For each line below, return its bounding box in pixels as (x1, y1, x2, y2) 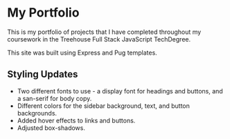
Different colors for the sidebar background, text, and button (17, 102, 191, 110)
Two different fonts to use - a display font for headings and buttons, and (17, 86, 223, 95)
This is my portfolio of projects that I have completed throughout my (7, 28, 202, 36)
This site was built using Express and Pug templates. (7, 48, 157, 57)
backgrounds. (17, 109, 57, 117)
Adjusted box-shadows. (17, 123, 85, 132)
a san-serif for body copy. (17, 94, 92, 102)
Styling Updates (7, 68, 78, 80)
